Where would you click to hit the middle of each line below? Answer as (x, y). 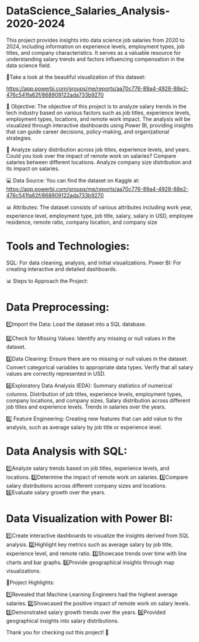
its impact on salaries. (33, 169)
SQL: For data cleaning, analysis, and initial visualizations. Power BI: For (94, 263)
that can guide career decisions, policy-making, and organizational (88, 132)
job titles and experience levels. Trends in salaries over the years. (86, 407)
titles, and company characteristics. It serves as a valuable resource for (94, 52)
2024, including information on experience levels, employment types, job (96, 46)
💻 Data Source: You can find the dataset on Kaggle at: (73, 180)
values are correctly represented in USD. (56, 373)
